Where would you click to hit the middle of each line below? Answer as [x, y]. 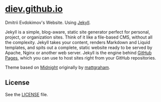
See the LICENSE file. [27, 94]
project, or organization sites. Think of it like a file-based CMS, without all [79, 37]
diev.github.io [34, 9]
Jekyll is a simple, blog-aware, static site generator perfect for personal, [78, 32]
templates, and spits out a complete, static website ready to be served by [79, 47]
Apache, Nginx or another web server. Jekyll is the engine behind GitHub [79, 53]
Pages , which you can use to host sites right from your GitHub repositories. [80, 58]
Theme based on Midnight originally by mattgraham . [58, 67]
